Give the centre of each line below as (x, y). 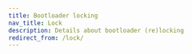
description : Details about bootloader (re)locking (96, 30)
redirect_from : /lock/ (46, 38)
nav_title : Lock (35, 23)
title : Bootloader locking (53, 15)
